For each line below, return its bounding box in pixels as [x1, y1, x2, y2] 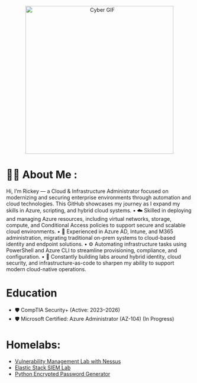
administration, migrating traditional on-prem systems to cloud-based [6, 234, 176, 241]
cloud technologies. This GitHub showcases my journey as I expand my [6, 200, 180, 207]
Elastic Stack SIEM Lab [14, 364, 71, 371]
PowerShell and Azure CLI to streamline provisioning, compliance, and [6, 246, 177, 254]
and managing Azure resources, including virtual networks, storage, [6, 215, 172, 222]
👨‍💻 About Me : [6, 168, 78, 182]
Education [6, 287, 57, 300]
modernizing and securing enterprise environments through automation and [6, 194, 191, 201]
